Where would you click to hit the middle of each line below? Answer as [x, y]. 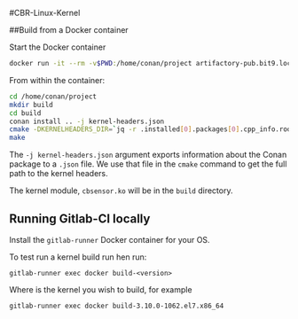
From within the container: [57, 80]
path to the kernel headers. [59, 174]
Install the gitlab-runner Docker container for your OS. [110, 239]
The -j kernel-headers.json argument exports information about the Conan [148, 155]
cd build [25, 113]
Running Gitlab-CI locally [80, 218]
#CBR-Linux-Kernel [45, 13]
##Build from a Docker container [69, 30]
